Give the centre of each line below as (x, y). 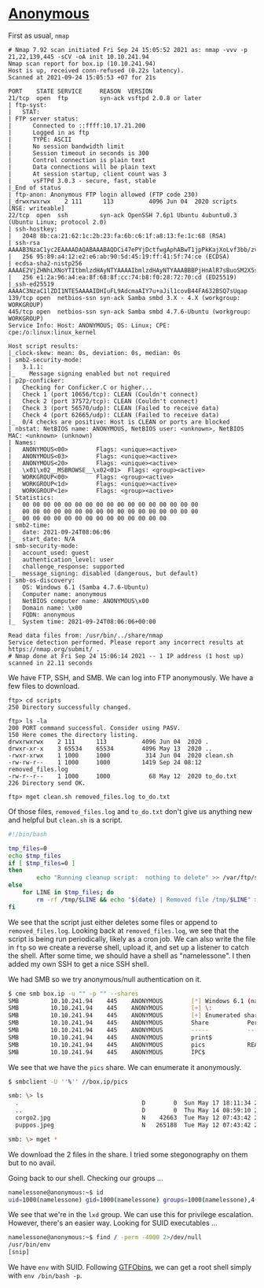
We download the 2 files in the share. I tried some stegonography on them (128, 1154)
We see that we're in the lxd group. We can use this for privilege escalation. (131, 1215)
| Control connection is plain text (77, 160)
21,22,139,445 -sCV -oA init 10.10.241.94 (79, 57)
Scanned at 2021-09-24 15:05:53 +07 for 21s (82, 77)
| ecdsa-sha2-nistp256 (45, 263)
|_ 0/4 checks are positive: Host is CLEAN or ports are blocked (119, 422)
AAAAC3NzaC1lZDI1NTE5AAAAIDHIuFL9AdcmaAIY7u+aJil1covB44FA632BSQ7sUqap (128, 291)
